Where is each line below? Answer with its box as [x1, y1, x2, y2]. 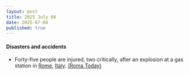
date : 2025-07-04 [6, 19, 49, 25]
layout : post [6, 8, 38, 15]
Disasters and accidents [6, 43, 67, 50]
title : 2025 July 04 [6, 14, 57, 20]
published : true [6, 25, 46, 31]
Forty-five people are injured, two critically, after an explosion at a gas [14, 56, 184, 63]
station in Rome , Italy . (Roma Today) [14, 62, 102, 69]
